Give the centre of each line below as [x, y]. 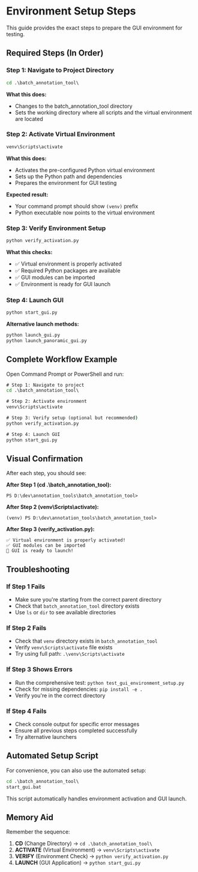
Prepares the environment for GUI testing [66, 182]
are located [29, 119]
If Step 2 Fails [26, 628]
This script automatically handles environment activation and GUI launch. [97, 799]
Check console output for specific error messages [77, 724]
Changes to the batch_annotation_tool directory [74, 106]
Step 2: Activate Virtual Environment [61, 134]
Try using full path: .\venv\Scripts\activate [70, 654]
